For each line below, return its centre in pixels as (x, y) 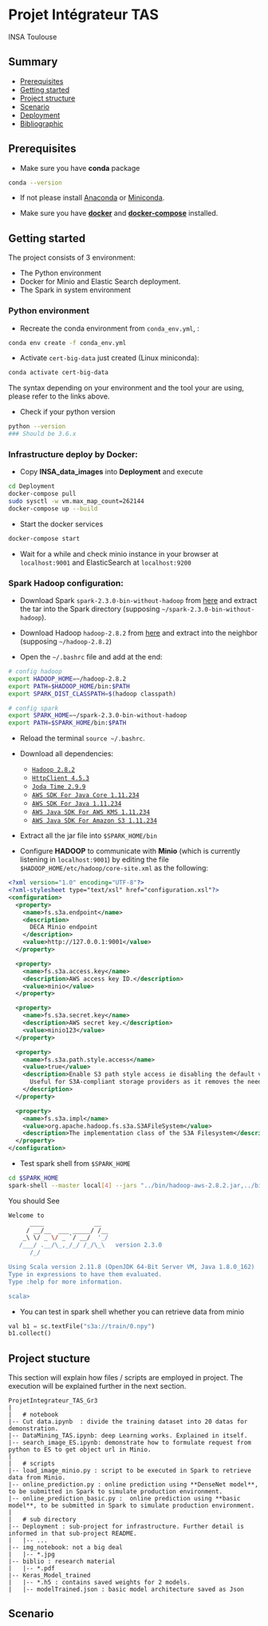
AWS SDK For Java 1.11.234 (77, 804)
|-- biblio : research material (62, 1562)
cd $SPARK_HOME (33, 1178)
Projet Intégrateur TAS (84, 15)
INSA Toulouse (33, 37)
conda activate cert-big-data (59, 373)
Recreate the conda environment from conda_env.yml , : (109, 328)
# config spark (33, 708)
